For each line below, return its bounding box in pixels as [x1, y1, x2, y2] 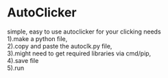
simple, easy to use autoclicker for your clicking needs [7, 27, 161, 36]
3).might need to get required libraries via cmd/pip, [7, 49, 152, 57]
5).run [7, 64, 25, 72]
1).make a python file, [7, 34, 68, 42]
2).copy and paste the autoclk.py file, [7, 42, 112, 50]
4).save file [7, 56, 39, 64]
